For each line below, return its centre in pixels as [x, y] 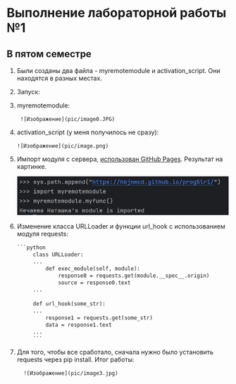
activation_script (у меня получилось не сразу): [88, 132]
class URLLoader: [58, 255]
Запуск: [28, 92]
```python [31, 248]
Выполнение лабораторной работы [117, 13]
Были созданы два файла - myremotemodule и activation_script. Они [118, 71]
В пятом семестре [49, 54]
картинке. [32, 166]
